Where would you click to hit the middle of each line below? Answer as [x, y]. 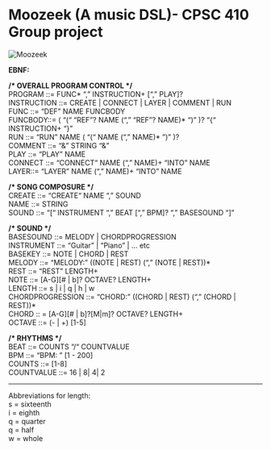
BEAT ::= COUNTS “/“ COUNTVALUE [69, 346]
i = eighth [24, 412]
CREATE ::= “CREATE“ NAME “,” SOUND [75, 195]
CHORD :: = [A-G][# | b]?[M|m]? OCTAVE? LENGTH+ [96, 314]
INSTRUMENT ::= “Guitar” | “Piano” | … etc [79, 245]
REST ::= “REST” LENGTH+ [53, 271]
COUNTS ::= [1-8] [38, 364]
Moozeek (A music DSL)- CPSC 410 [129, 15]
